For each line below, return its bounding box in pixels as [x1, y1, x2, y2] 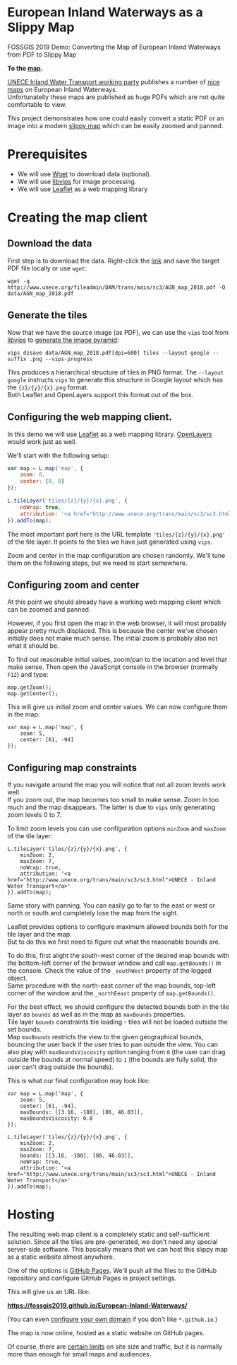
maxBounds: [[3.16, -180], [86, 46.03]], [20, 1109, 143, 1116]
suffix [7, 355, 27, 362]
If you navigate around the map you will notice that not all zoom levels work [7, 780, 226, 789]
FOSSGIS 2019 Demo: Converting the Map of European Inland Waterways [7, 42, 221, 51]
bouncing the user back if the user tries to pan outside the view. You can [7, 1040, 219, 1049]
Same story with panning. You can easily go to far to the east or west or [7, 901, 216, 910]
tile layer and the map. [7, 930, 72, 939]
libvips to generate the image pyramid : [7, 336, 119, 344]
